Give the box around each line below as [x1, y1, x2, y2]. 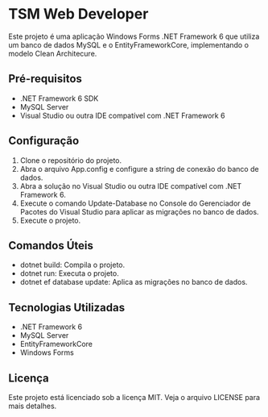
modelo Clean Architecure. [8, 48, 97, 58]
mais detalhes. [8, 401, 57, 411]
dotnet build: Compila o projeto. [19, 260, 126, 270]
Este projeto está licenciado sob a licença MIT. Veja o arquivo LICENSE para [8, 393, 260, 402]
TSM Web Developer [8, 5, 149, 23]
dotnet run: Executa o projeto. [19, 269, 119, 278]
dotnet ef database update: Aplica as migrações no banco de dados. [19, 277, 248, 287]
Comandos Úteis [8, 239, 94, 252]
